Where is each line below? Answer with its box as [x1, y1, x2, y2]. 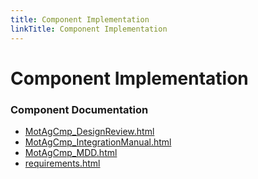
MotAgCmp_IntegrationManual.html [24, 136, 172, 148]
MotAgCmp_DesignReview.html [24, 125, 155, 137]
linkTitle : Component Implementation [10, 24, 168, 34]
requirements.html [24, 157, 101, 169]
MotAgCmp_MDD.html [24, 146, 118, 158]
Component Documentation [10, 102, 149, 116]
